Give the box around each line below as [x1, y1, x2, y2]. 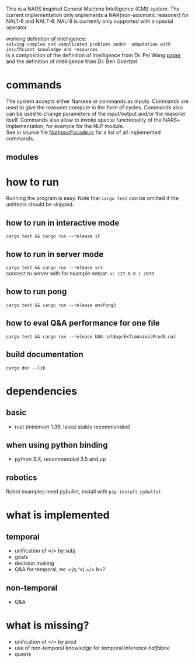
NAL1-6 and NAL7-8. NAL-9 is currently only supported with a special [6, 18, 173, 25]
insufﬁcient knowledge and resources [6, 47, 98, 53]
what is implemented [6, 509, 110, 522]
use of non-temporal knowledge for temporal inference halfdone [14, 644, 170, 651]
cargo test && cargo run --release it [6, 233, 100, 239]
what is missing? [6, 619, 89, 632]
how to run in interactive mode [6, 217, 120, 227]
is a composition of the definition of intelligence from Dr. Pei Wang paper [6, 52, 181, 59]
